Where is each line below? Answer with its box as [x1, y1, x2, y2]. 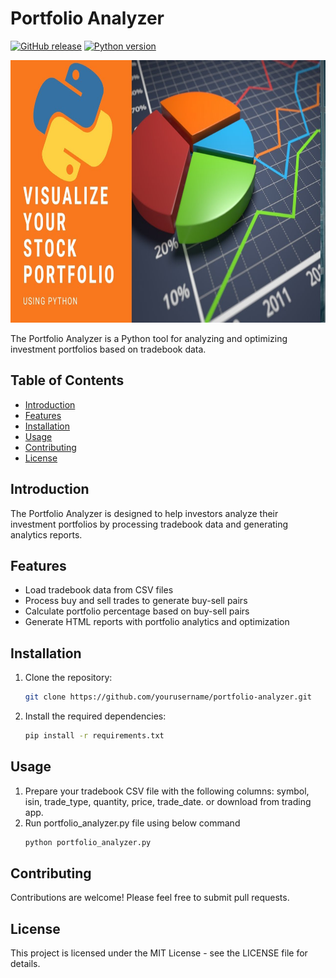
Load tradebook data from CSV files [24, 584, 174, 596]
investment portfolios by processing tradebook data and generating [10, 518, 289, 530]
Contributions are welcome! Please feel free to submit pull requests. [10, 892, 290, 904]
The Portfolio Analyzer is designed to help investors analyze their [10, 507, 279, 519]
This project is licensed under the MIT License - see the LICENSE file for [10, 947, 308, 959]
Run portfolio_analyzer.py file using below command [24, 817, 241, 829]
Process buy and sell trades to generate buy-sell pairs [24, 595, 248, 607]
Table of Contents [10, 372, 125, 389]
